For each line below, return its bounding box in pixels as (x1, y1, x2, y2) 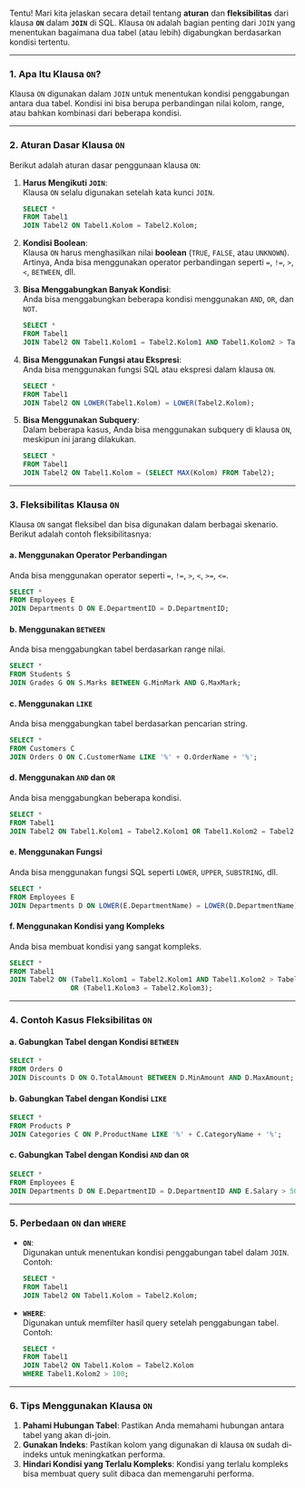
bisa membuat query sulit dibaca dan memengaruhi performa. (22, 1468, 255, 1479)
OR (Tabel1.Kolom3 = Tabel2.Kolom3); (70, 984, 213, 993)
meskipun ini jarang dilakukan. (22, 434, 136, 445)
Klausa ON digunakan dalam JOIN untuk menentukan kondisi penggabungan (9, 88, 290, 99)
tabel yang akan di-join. (22, 1430, 112, 1441)
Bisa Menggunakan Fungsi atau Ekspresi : (22, 354, 182, 365)
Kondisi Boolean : (22, 238, 88, 249)
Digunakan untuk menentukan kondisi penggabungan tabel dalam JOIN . (22, 1247, 290, 1257)
